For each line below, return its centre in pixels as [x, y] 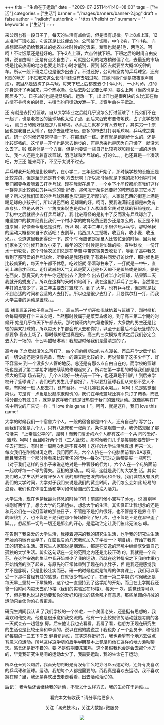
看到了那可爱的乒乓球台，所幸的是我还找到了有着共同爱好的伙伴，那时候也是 [82, 257]
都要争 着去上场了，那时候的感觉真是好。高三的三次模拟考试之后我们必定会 [81, 334]
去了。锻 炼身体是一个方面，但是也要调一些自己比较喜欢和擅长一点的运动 [82, 149]
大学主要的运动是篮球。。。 [31, 300]
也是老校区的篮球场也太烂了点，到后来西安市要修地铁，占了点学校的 [90, 118]
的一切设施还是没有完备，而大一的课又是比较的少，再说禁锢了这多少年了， [80, 357]
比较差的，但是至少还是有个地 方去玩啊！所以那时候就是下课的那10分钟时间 [81, 178]
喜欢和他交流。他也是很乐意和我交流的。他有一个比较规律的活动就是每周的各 [82, 617]
